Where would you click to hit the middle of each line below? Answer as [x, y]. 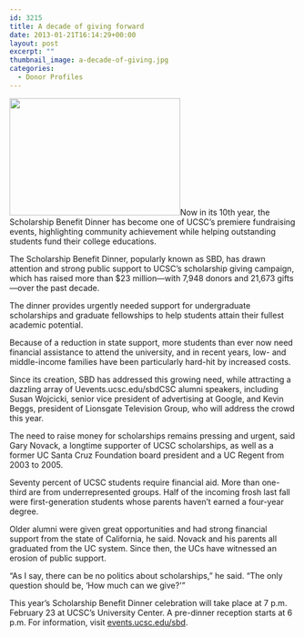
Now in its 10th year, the [225, 212]
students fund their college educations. [83, 241]
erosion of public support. [58, 558]
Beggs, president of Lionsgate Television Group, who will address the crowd [152, 408]
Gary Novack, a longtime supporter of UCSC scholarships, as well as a [142, 445]
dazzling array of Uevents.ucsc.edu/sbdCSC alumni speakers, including [144, 389]
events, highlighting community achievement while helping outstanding [142, 231]
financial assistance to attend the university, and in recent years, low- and [148, 352]
